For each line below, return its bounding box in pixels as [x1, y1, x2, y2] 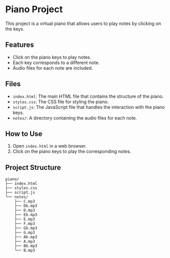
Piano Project [5, 4, 63, 15]
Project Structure [5, 163, 61, 171]
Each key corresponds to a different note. [12, 60, 100, 66]
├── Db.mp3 [14, 204, 38, 209]
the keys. [5, 25, 24, 32]
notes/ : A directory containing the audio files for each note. [12, 114, 137, 121]
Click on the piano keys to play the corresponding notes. [12, 149, 131, 155]
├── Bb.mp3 [14, 243, 38, 249]
